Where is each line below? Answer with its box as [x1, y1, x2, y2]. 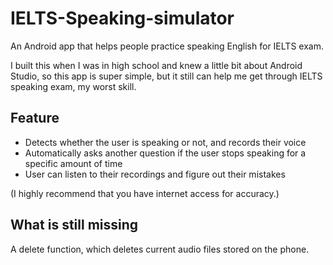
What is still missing [10, 217, 139, 234]
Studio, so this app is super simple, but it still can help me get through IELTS [10, 70, 323, 82]
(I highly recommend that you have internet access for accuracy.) [10, 187, 280, 199]
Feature [10, 110, 60, 127]
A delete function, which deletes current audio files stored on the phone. [10, 243, 310, 255]
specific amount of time [24, 157, 123, 169]
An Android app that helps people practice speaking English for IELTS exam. [10, 40, 324, 52]
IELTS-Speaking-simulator [10, 7, 235, 30]
